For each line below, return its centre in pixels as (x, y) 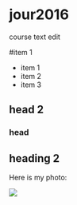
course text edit (35, 37)
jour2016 (39, 15)
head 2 (27, 110)
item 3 (31, 85)
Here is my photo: (38, 178)
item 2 (31, 76)
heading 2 (35, 158)
